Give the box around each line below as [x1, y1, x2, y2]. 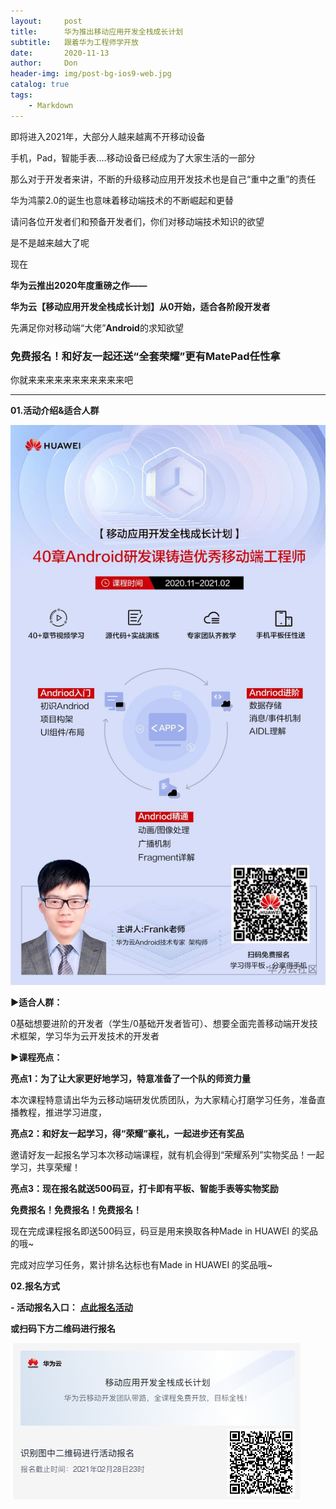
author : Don [10, 58, 78, 69]
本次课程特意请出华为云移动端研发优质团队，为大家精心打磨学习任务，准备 [10, 1093, 317, 1105]
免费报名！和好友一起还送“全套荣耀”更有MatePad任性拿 [10, 349, 281, 363]
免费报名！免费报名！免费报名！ [10, 1203, 142, 1215]
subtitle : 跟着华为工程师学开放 [10, 37, 139, 47]
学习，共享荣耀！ [10, 1161, 81, 1173]
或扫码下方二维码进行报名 [10, 1322, 116, 1334]
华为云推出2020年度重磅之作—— [10, 279, 148, 291]
